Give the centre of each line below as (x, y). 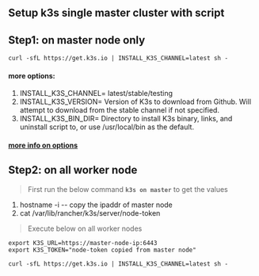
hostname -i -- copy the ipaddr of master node (96, 205)
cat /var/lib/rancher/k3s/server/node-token (90, 213)
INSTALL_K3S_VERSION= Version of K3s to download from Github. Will (135, 102)
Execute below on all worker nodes (85, 228)
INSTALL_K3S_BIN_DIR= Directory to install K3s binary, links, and (126, 119)
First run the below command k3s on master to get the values (128, 189)
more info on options (43, 145)
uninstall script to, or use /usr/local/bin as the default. (107, 127)
